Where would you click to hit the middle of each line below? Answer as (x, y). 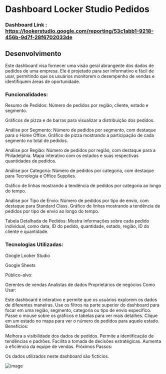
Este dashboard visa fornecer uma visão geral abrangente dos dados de (79, 65)
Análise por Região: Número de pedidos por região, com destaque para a (80, 150)
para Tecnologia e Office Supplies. (41, 176)
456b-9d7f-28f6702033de (39, 37)
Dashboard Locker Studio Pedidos (77, 9)
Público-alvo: (19, 275)
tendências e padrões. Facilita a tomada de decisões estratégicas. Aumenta (83, 341)
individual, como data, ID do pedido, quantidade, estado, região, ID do (77, 226)
